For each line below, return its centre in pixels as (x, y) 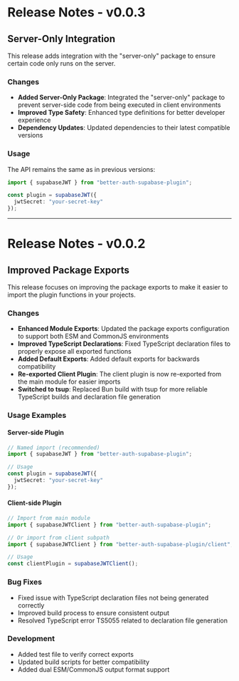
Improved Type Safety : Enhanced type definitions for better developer (121, 113)
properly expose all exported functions (74, 352)
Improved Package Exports (69, 270)
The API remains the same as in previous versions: (81, 169)
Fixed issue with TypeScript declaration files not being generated (113, 598)
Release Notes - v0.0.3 (76, 12)
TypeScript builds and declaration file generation (89, 397)
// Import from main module (49, 518)
